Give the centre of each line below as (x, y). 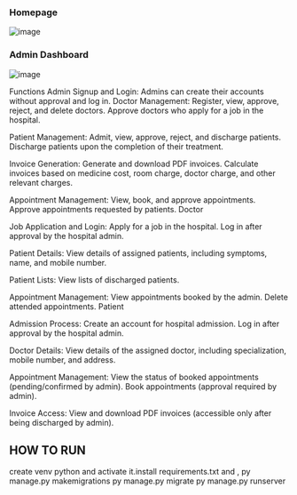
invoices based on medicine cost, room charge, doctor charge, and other (143, 173)
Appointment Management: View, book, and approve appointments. (133, 200)
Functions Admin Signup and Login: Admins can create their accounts (137, 92)
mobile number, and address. (63, 359)
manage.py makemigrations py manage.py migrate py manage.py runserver (148, 481)
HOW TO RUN (47, 450)
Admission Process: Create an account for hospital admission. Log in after (145, 323)
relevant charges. (41, 182)
